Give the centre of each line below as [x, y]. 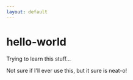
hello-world [37, 42]
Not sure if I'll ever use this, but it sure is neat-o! [67, 70]
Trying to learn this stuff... [39, 59]
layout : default [27, 12]
